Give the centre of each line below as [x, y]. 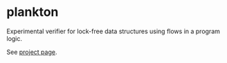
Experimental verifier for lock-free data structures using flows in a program [113, 31]
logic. [14, 38]
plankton [33, 12]
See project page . [32, 52]
